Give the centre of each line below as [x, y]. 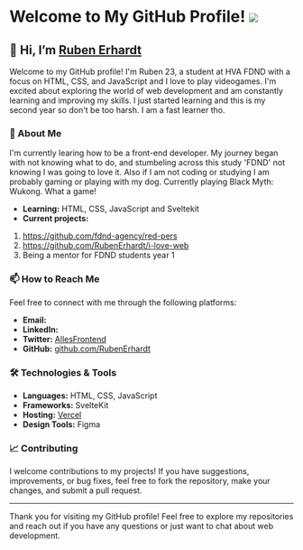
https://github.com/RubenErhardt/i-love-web [106, 246]
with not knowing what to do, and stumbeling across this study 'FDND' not [147, 163]
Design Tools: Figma [61, 424]
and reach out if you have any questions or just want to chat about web [141, 527]
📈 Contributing [44, 448]
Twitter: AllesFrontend [64, 339]
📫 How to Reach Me [55, 279]
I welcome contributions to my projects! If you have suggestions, [129, 471]
